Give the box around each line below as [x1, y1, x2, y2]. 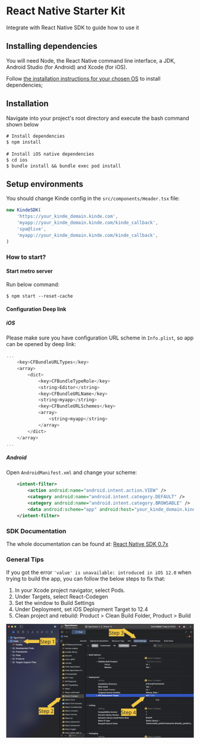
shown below [6, 121, 39, 128]
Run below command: [6, 280, 60, 288]
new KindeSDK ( [6, 207, 42, 213]
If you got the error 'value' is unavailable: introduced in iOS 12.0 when [6, 569, 192, 576]
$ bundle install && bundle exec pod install [6, 163, 121, 169]
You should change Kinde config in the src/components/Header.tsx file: [6, 195, 180, 202]
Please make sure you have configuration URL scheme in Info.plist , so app [6, 334, 194, 341]
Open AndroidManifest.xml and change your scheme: [6, 469, 137, 476]
